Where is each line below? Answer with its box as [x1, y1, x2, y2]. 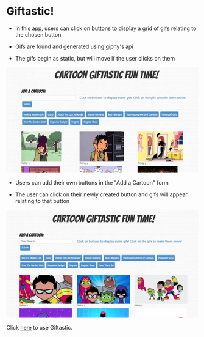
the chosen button [15, 31, 62, 38]
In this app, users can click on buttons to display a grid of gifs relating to [15, 24, 197, 32]
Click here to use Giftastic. [6, 324, 73, 331]
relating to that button [15, 198, 70, 205]
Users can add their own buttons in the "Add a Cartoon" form [15, 179, 169, 187]
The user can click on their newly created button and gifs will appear [15, 191, 188, 198]
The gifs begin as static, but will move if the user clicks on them [15, 54, 175, 62]
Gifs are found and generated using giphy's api [15, 43, 133, 50]
